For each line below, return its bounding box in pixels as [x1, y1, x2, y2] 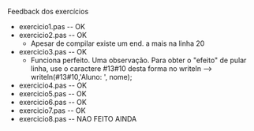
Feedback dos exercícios [7, 7, 89, 16]
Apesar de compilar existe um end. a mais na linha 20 [30, 39, 205, 48]
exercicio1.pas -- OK [18, 22, 86, 31]
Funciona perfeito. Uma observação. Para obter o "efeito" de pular [30, 55, 247, 65]
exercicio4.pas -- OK [18, 80, 88, 90]
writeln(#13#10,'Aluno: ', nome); [30, 73, 133, 81]
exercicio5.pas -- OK [18, 89, 88, 98]
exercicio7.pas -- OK [18, 106, 86, 115]
